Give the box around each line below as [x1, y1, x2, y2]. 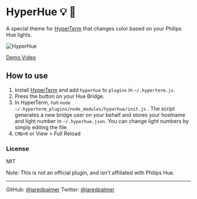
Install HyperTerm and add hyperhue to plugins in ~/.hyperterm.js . [14, 86, 175, 93]
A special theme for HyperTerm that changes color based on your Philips [6, 25, 182, 32]
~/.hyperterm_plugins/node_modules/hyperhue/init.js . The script [14, 105, 175, 112]
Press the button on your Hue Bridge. [14, 92, 105, 99]
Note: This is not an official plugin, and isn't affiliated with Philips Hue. [6, 169, 175, 176]
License [6, 145, 29, 153]
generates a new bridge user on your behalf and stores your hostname [14, 111, 186, 118]
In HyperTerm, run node [14, 99, 71, 106]
